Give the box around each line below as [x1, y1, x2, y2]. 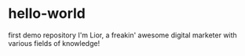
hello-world [8, 5, 86, 23]
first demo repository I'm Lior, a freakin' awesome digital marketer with [8, 30, 237, 40]
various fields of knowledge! [8, 38, 101, 47]
